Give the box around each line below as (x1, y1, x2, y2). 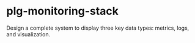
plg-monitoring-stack (6, 4, 119, 18)
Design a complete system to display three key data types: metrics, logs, (6, 24, 189, 31)
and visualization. (6, 30, 51, 38)
